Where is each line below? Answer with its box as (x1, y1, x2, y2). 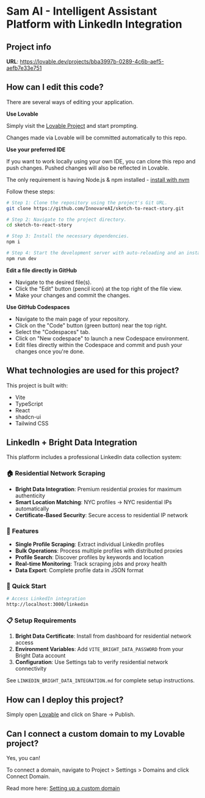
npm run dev (6, 255, 37, 261)
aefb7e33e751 (6, 64, 42, 72)
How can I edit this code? (6, 82, 104, 92)
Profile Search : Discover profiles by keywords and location (15, 554, 164, 561)
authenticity (15, 491, 46, 499)
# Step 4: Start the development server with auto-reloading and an (6, 250, 184, 256)
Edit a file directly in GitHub (6, 266, 77, 274)
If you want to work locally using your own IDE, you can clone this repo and (6, 157, 196, 165)
